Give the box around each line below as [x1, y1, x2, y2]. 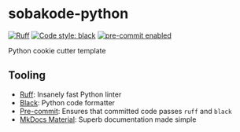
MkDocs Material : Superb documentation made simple [19, 115, 197, 124]
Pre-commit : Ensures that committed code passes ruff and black [19, 106, 232, 115]
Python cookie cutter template [8, 46, 106, 55]
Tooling [8, 68, 46, 82]
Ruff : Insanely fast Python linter [19, 90, 122, 99]
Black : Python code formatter [19, 97, 116, 107]
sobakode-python [8, 5, 129, 23]
